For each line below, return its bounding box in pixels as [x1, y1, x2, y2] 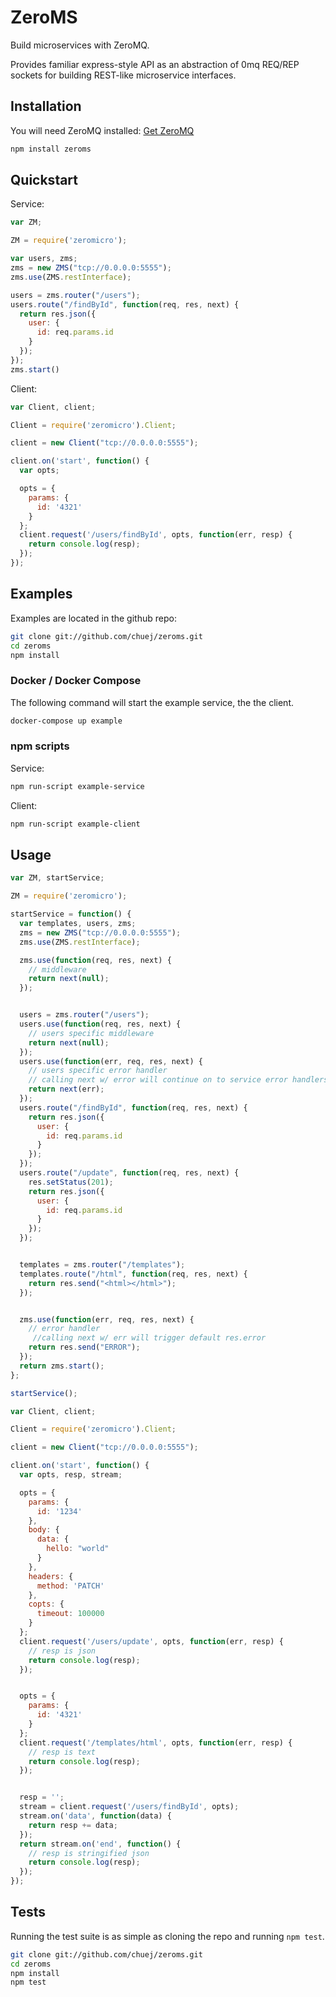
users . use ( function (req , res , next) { [19, 1019, 182, 1030]
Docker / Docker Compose [10, 674, 142, 688]
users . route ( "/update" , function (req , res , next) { [19, 1168, 240, 1178]
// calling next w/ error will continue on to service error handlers [28, 1075, 329, 1085]
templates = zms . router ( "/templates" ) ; [19, 1260, 186, 1270]
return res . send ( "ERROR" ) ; [28, 1342, 141, 1353]
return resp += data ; [28, 1820, 118, 1830]
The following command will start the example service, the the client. [10, 696, 294, 708]
